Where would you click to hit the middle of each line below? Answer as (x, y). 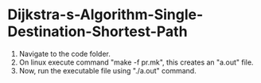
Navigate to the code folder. (64, 53)
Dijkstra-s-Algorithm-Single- (105, 15)
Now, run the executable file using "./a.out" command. (107, 70)
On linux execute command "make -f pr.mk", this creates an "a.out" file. (136, 62)
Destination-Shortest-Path (97, 32)
